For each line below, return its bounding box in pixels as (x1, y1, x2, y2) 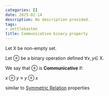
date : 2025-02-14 (5, 12, 42, 17)
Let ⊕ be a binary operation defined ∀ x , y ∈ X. (5, 55, 104, 61)
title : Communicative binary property (5, 31, 88, 36)
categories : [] (5, 7, 38, 13)
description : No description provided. (5, 17, 91, 22)
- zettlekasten (5, 27, 38, 32)
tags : (5, 21, 17, 27)
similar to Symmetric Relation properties (5, 85, 90, 91)
